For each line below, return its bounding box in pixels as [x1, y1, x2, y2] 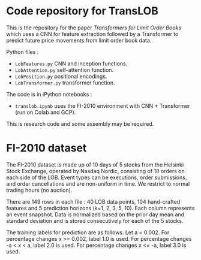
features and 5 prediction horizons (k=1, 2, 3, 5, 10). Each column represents [6, 204, 195, 211]
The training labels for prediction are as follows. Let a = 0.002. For [6, 229, 170, 236]
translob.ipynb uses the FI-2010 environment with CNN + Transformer [14, 102, 190, 109]
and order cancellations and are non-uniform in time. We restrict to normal [6, 180, 190, 187]
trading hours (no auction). [6, 186, 73, 194]
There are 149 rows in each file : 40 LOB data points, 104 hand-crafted [6, 198, 181, 205]
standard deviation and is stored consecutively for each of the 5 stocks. [6, 217, 184, 224]
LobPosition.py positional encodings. [14, 72, 107, 80]
